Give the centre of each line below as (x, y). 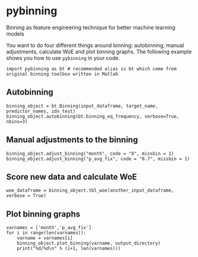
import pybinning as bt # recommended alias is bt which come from (92, 69)
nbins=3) (17, 121)
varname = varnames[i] (45, 238)
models (15, 33)
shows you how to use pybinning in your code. (63, 58)
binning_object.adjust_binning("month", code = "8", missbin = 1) (90, 153)
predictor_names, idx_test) (41, 111)
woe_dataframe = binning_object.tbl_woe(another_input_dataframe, (90, 191)
